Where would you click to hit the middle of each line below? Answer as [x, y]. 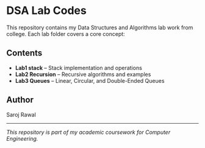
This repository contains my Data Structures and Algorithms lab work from [100, 27]
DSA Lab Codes [46, 11]
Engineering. [22, 138]
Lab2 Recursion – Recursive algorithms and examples [83, 74]
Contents [24, 53]
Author [20, 100]
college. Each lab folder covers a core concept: [66, 33]
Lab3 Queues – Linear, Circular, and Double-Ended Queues [90, 80]
